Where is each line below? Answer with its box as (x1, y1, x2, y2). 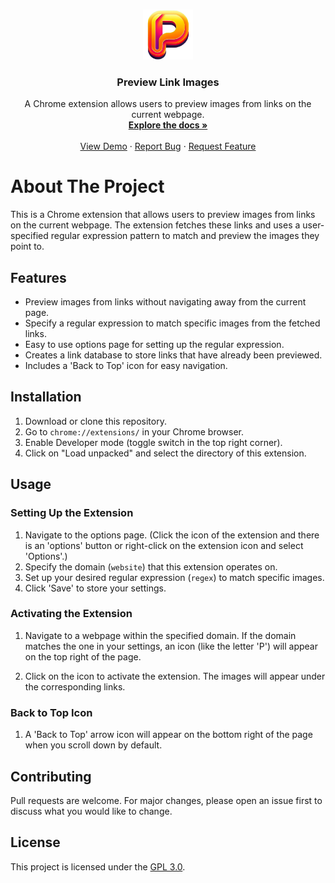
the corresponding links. (24, 680, 126, 693)
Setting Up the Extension (10, 506, 134, 520)
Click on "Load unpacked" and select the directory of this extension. (24, 447, 307, 459)
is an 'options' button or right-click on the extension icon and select (24, 539, 304, 551)
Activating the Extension (10, 607, 133, 621)
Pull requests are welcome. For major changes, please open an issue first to (10, 794, 323, 806)
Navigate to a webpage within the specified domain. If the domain (24, 629, 297, 641)
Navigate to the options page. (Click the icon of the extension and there (24, 529, 320, 541)
